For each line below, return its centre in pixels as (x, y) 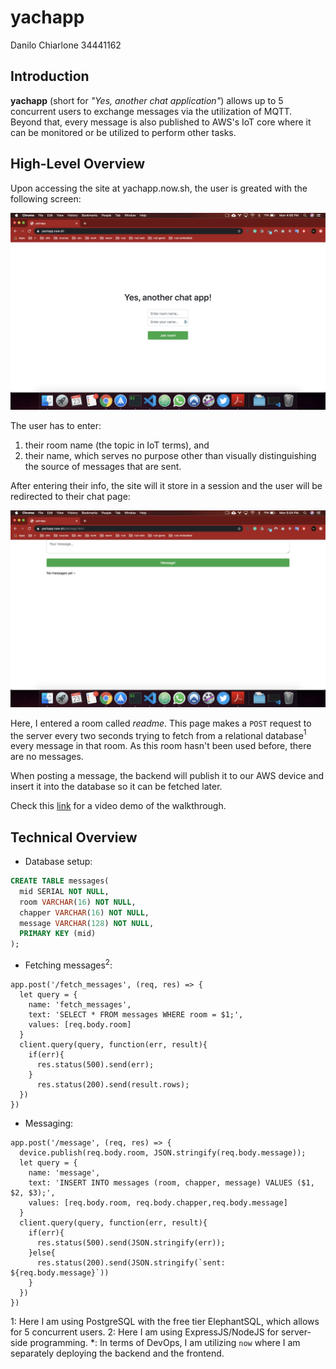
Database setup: (58, 862)
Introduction (50, 76)
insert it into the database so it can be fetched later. (116, 787)
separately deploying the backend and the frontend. (117, 1353)
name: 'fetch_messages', (80, 1004)
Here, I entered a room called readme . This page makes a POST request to (161, 723)
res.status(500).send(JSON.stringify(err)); (131, 1242)
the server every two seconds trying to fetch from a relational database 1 (158, 734)
